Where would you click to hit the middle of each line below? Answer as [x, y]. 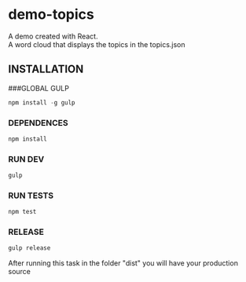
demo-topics [51, 15]
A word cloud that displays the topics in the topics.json [97, 44]
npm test [22, 212]
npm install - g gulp [42, 103]
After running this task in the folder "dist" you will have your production [123, 263]
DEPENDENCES [38, 123]
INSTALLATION [46, 70]
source [20, 272]
